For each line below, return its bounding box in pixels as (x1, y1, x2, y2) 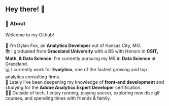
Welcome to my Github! (5, 31, 54, 38)
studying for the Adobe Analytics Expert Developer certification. (5, 84, 142, 90)
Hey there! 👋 (5, 5, 46, 14)
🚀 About (5, 20, 26, 27)
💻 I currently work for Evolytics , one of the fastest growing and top (5, 66, 147, 72)
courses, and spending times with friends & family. (5, 95, 111, 101)
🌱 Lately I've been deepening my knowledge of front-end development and (5, 79, 164, 85)
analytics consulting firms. (5, 74, 61, 80)
